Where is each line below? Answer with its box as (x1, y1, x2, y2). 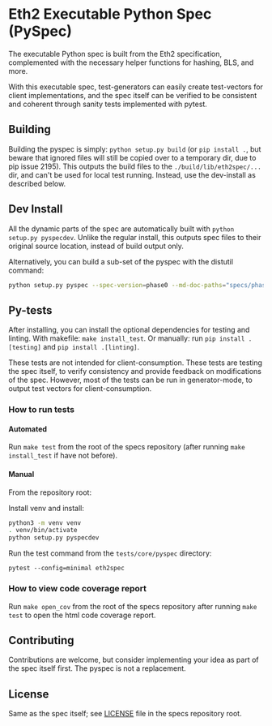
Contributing (8, 634, 74, 647)
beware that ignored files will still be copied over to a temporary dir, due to (8, 153, 257, 162)
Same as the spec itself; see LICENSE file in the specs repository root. (8, 709, 242, 719)
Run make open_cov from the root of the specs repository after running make (8, 601, 257, 611)
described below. (8, 178, 66, 188)
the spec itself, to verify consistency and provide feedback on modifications (8, 367, 261, 376)
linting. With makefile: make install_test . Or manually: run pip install (8, 333, 245, 343)
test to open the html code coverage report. (8, 610, 156, 620)
